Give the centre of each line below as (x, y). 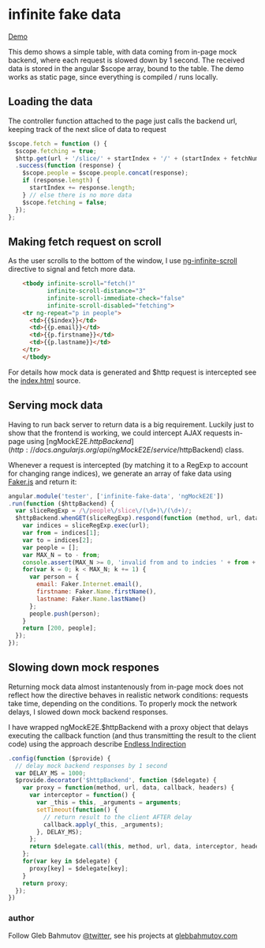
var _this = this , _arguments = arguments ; (109, 803)
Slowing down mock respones (84, 668)
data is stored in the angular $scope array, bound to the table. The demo (126, 68)
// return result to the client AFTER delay (118, 817)
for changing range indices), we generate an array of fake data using (120, 473)
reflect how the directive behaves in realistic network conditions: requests (128, 695)
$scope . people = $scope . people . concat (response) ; (106, 173)
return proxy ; (45, 883)
